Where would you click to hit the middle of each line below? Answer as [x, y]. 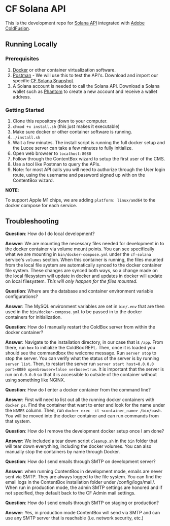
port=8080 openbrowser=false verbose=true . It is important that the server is [84, 369]
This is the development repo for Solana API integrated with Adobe [75, 23]
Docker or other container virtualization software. [64, 70]
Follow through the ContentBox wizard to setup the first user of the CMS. [89, 158]
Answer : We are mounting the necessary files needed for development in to [85, 243]
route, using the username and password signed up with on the [79, 175]
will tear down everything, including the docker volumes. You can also [78, 446]
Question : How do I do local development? [50, 234]
